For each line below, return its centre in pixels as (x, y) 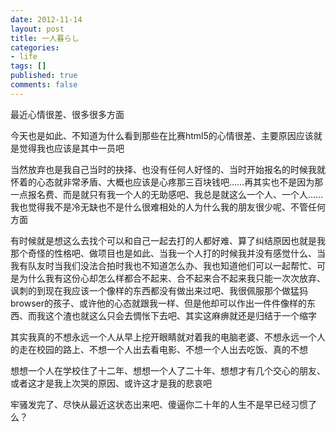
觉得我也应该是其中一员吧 (71, 148)
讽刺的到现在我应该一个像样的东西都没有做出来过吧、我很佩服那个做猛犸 (159, 290)
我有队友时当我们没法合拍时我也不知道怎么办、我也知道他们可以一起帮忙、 (163, 265)
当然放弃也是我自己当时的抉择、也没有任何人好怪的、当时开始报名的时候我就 (168, 169)
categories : (35, 47)
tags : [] (28, 66)
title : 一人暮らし (45, 38)
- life (24, 57)
